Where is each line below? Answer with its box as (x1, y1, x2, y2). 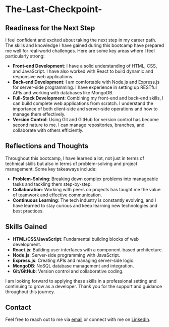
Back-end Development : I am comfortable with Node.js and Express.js (12, 79, 160, 85)
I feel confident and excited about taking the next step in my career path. (5, 37, 156, 43)
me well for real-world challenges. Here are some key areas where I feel (5, 48, 155, 53)
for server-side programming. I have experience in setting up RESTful (12, 84, 157, 90)
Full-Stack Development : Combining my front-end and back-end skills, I (12, 95, 164, 101)
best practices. (12, 208, 44, 214)
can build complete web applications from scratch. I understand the (12, 100, 154, 106)
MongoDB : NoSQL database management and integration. (12, 262, 134, 268)
